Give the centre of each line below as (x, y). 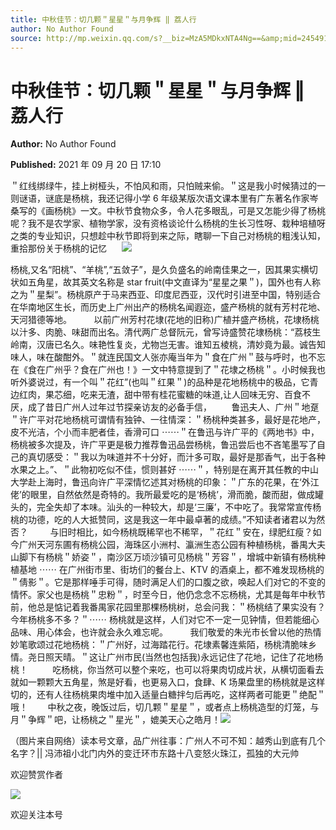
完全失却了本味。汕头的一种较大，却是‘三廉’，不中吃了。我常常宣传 (174, 507)
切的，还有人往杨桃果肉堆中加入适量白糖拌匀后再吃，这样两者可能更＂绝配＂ (168, 695)
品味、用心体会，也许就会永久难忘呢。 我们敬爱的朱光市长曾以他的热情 (166, 632)
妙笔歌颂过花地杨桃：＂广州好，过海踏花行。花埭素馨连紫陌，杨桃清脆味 (159, 645)
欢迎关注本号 (36, 815)
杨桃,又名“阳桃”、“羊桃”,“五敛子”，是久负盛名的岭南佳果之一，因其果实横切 (164, 270)
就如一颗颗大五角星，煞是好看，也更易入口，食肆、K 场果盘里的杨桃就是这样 (168, 682)
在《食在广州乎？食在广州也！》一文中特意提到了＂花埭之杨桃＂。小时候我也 (168, 370)
